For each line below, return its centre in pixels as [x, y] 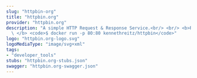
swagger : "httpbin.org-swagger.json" [52, 66]
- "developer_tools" [31, 55]
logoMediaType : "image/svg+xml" [45, 45]
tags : [13, 50]
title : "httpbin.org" [33, 17]
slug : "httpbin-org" [31, 11]
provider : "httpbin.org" [36, 22]
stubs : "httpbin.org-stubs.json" [47, 60]
